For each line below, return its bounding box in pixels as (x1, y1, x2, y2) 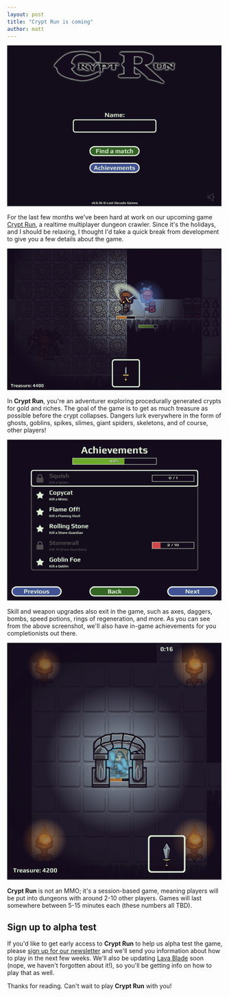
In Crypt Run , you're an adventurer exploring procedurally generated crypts (7, 397, 221, 405)
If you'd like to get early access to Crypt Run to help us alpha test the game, (7, 939, 223, 948)
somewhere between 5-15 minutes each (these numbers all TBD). (7, 902, 193, 910)
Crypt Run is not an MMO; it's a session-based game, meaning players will (7, 887, 219, 895)
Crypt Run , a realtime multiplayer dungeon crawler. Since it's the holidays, (7, 220, 216, 229)
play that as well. (7, 969, 55, 977)
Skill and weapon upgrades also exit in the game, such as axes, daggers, (7, 608, 213, 616)
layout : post (7, 11, 45, 18)
